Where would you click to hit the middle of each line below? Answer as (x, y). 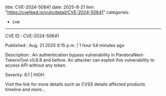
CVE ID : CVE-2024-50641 (32, 36)
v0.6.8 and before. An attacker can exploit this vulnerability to (92, 60)
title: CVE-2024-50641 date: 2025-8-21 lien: (50, 7)
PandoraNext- (130, 55)
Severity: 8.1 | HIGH (25, 75)
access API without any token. (36, 65)
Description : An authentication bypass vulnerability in (60, 55)
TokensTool (17, 60)
